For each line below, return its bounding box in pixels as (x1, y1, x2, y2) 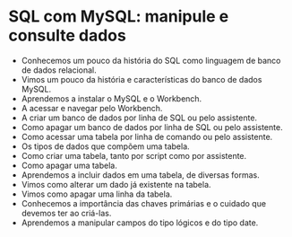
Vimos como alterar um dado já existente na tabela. (21, 179, 211, 189)
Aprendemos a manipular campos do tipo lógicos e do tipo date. (21, 217, 259, 228)
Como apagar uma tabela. (21, 160, 117, 171)
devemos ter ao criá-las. (21, 207, 112, 218)
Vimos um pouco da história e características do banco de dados (21, 74, 262, 84)
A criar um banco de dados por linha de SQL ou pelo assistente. (21, 112, 257, 123)
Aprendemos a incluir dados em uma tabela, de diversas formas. (21, 169, 261, 180)
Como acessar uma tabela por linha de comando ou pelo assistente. (21, 131, 273, 142)
